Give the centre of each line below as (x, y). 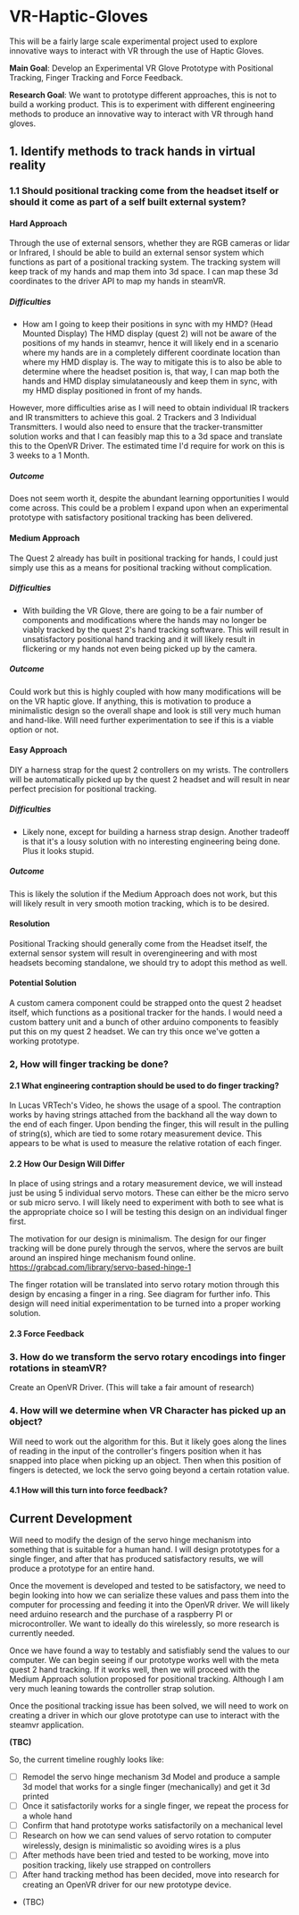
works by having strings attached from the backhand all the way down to (143, 1115)
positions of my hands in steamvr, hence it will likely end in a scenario (150, 343)
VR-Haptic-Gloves (79, 17)
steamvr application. (47, 1725)
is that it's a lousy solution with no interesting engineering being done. (151, 841)
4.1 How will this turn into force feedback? (88, 1490)
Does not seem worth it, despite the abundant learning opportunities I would (149, 499)
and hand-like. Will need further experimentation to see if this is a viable (141, 720)
